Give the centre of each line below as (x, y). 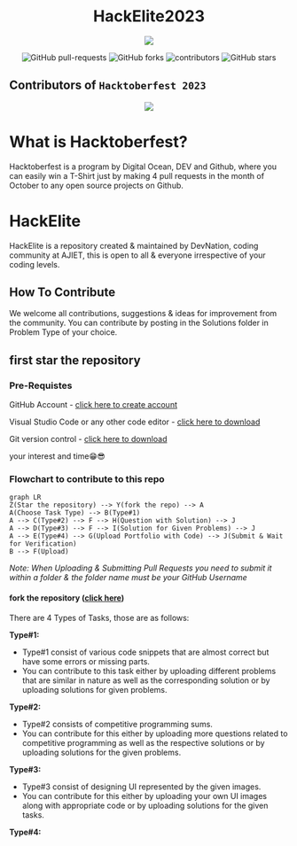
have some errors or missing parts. (86, 661)
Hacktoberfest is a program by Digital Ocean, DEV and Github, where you (143, 167)
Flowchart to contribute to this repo (87, 479)
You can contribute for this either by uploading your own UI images (145, 796)
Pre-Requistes (41, 385)
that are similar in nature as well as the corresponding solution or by (146, 680)
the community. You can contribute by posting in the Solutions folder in (139, 323)
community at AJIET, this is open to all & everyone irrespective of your (137, 255)
